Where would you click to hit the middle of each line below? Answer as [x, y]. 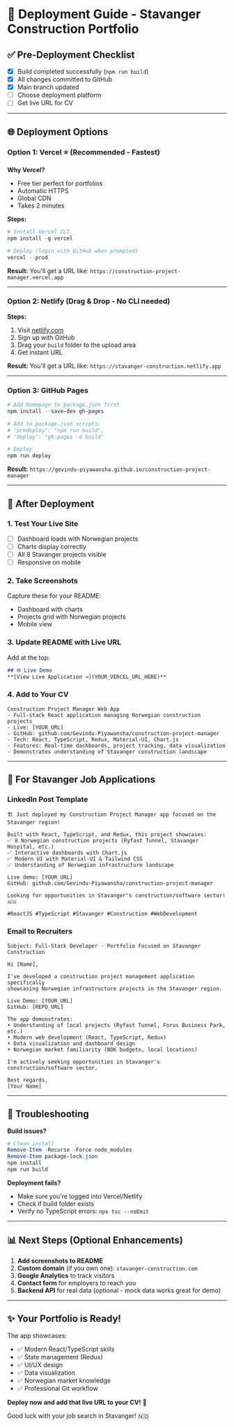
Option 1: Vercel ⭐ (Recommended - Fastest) [84, 152]
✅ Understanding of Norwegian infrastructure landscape [91, 865]
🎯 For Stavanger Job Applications [81, 780]
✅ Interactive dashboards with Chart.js [67, 853]
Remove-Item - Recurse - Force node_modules [70, 1150]
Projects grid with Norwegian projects [72, 617]
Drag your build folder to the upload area [77, 345]
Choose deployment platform [59, 95]
